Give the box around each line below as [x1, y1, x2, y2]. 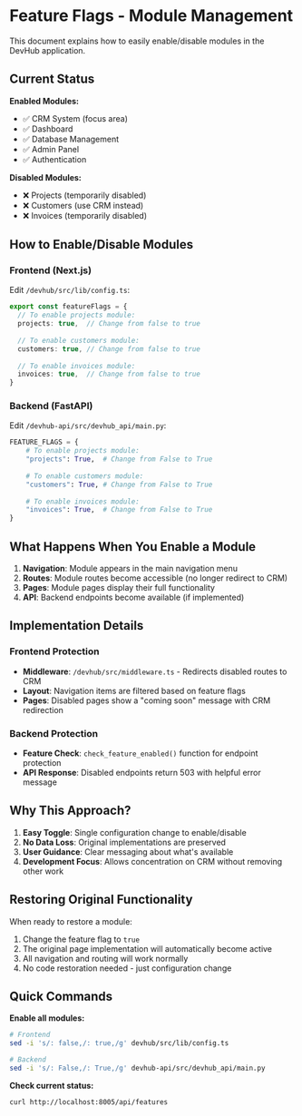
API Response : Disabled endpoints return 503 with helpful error [22, 768, 261, 778]
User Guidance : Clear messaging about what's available [22, 846, 234, 857]
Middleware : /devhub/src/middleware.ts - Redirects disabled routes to [22, 666, 287, 677]
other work [22, 866, 64, 876]
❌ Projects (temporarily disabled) [22, 190, 147, 201]
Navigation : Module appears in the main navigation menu [22, 563, 239, 574]
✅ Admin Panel [22, 143, 80, 154]
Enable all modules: [9, 1013, 85, 1023]
